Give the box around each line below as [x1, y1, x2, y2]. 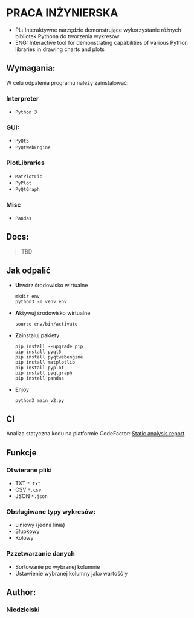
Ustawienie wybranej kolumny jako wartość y [15, 569, 128, 577]
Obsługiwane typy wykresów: [6, 507, 96, 516]
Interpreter [6, 94, 39, 102]
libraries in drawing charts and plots [15, 45, 105, 53]
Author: [6, 587, 36, 597]
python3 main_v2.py [15, 397, 65, 403]
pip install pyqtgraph [15, 370, 73, 376]
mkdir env [15, 293, 40, 300]
